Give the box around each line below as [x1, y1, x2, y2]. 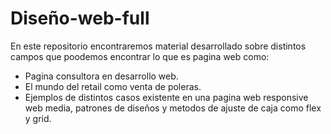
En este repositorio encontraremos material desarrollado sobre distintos [10, 40, 307, 52]
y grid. [24, 112, 52, 124]
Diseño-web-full [10, 7, 150, 30]
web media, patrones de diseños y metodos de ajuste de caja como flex [24, 102, 322, 114]
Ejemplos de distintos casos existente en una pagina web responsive [24, 91, 309, 103]
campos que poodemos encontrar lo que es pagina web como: [10, 50, 270, 62]
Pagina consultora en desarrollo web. [24, 70, 179, 82]
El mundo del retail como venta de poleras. [24, 80, 202, 92]
